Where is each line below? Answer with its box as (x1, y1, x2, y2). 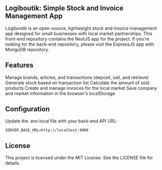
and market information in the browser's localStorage (5, 90, 115, 96)
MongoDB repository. (5, 46, 50, 52)
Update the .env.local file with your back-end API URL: (5, 118, 118, 124)
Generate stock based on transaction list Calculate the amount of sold (5, 80, 149, 86)
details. (5, 160, 21, 166)
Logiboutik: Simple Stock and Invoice (5, 4, 124, 13)
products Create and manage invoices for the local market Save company (5, 85, 157, 91)
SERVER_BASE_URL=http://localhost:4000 (5, 128, 89, 133)
